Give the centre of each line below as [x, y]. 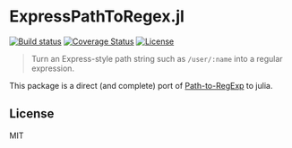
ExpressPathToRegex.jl [97, 17]
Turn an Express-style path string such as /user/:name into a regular [157, 58]
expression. [52, 68]
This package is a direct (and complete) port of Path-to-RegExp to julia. [141, 85]
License [32, 114]
